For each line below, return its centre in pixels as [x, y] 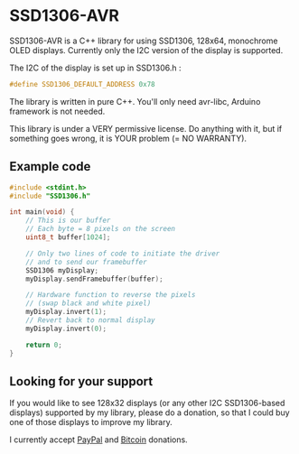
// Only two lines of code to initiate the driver [123, 254]
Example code [50, 167]
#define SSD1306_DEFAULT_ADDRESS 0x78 [82, 84]
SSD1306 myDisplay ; [62, 270]
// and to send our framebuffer [86, 262]
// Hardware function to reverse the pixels [111, 295]
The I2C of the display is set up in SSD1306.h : [96, 68]
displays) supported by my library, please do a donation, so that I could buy [150, 412]
